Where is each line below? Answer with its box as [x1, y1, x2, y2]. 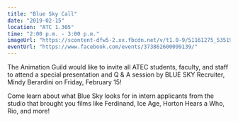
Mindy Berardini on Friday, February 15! [7, 78, 122, 86]
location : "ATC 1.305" [7, 23, 74, 30]
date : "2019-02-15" [7, 17, 65, 24]
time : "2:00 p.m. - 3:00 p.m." [7, 30, 100, 38]
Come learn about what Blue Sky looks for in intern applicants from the [7, 91, 215, 100]
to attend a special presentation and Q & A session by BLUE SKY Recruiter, [7, 70, 225, 79]
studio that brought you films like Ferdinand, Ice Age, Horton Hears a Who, [7, 99, 225, 107]
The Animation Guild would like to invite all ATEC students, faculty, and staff [7, 63, 229, 71]
